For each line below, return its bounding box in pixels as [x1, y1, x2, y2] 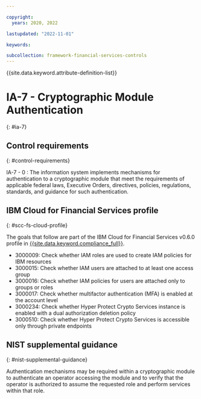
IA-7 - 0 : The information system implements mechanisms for [6, 168, 161, 176]
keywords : [6, 42, 31, 48]
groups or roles [14, 283, 53, 291]
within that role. [6, 387, 45, 394]
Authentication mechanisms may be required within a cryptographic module [6, 368, 195, 375]
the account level [14, 296, 59, 303]
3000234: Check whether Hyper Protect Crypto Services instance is [14, 303, 186, 310]
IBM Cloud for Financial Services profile [6, 205, 159, 216]
